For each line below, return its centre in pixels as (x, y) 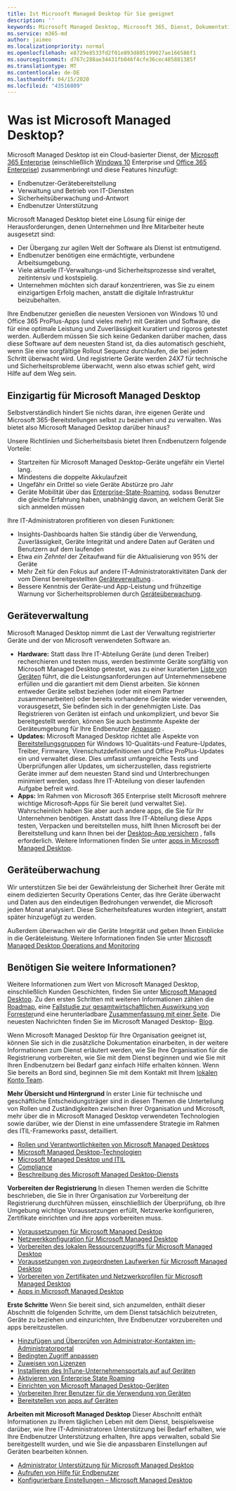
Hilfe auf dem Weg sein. (42, 374)
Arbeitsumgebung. (44, 263)
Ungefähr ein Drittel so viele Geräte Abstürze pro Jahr (96, 484)
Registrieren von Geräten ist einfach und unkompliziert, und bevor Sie (118, 713)
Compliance (35, 1167)
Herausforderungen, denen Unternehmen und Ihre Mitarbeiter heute (106, 227)
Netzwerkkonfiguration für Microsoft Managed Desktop (98, 1239)
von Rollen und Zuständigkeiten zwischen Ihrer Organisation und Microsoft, (116, 1109)
